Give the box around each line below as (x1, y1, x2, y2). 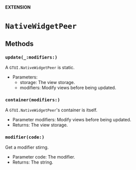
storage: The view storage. (19, 79, 75, 85)
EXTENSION (5, 4, 31, 10)
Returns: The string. (12, 159, 53, 166)
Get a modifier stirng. (5, 144, 49, 151)
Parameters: (12, 74, 38, 80)
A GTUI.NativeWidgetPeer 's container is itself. (5, 107, 98, 113)
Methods (5, 39, 34, 48)
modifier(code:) (5, 134, 45, 140)
